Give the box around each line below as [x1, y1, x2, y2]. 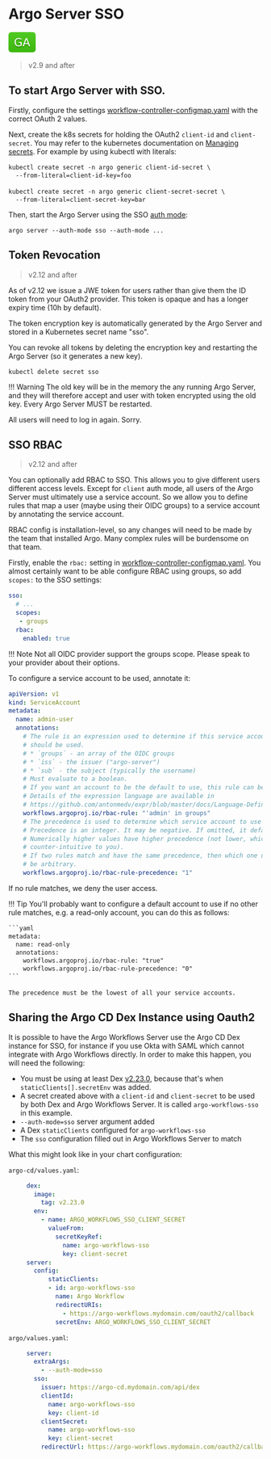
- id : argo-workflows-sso [48, 1284, 135, 1293]
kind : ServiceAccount [8, 698, 81, 707]
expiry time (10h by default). [8, 302, 102, 312]
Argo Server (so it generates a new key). [8, 351, 143, 360]
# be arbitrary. [23, 860, 78, 868]
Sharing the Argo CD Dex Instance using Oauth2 [8, 1011, 256, 1024]
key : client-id [48, 1409, 99, 1417]
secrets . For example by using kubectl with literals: [8, 146, 177, 156]
